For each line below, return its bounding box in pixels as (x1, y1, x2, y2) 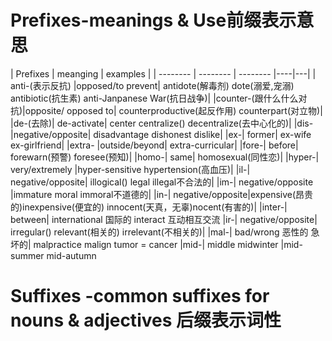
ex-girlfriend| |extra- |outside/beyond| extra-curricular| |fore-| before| (10, 139, 299, 151)
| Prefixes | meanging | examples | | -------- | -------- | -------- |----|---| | (10, 67, 317, 80)
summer (10, 249, 45, 261)
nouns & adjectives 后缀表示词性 (10, 309, 282, 332)
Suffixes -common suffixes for (10, 285, 270, 308)
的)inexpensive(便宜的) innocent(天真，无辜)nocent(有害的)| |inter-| (10, 201, 288, 213)
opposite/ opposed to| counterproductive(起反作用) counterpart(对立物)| (24, 104, 323, 116)
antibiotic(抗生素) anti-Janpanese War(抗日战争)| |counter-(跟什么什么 (10, 92, 299, 104)
